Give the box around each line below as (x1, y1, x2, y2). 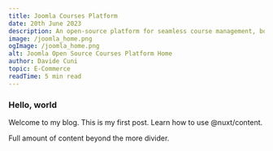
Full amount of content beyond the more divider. (8, 133, 170, 143)
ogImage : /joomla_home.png (8, 42, 100, 50)
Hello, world (8, 99, 58, 110)
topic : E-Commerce (8, 65, 71, 73)
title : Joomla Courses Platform (8, 11, 118, 20)
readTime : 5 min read (8, 72, 82, 80)
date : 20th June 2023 (8, 19, 82, 28)
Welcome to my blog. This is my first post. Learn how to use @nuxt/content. (8, 117, 263, 127)
